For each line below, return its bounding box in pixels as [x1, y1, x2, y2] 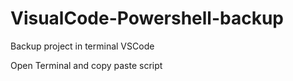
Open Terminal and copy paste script [10, 59, 163, 71]
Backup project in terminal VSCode [10, 40, 155, 52]
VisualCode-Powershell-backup [10, 7, 285, 30]
